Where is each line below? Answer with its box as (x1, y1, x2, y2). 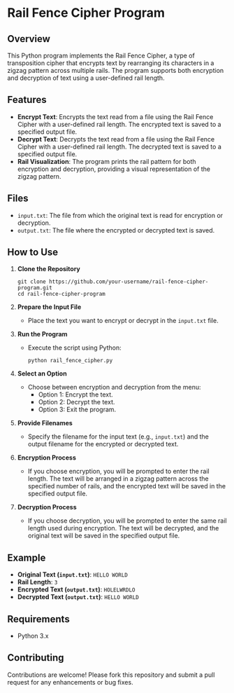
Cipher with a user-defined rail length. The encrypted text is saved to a (17, 120, 221, 128)
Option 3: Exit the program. (38, 405, 117, 414)
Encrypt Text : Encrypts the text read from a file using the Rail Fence (17, 112, 214, 121)
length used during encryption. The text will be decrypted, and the (27, 524, 219, 533)
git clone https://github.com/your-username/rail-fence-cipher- (17, 278, 209, 285)
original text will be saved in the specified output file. (27, 531, 180, 540)
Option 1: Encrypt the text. (38, 390, 113, 399)
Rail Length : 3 (17, 578, 58, 586)
